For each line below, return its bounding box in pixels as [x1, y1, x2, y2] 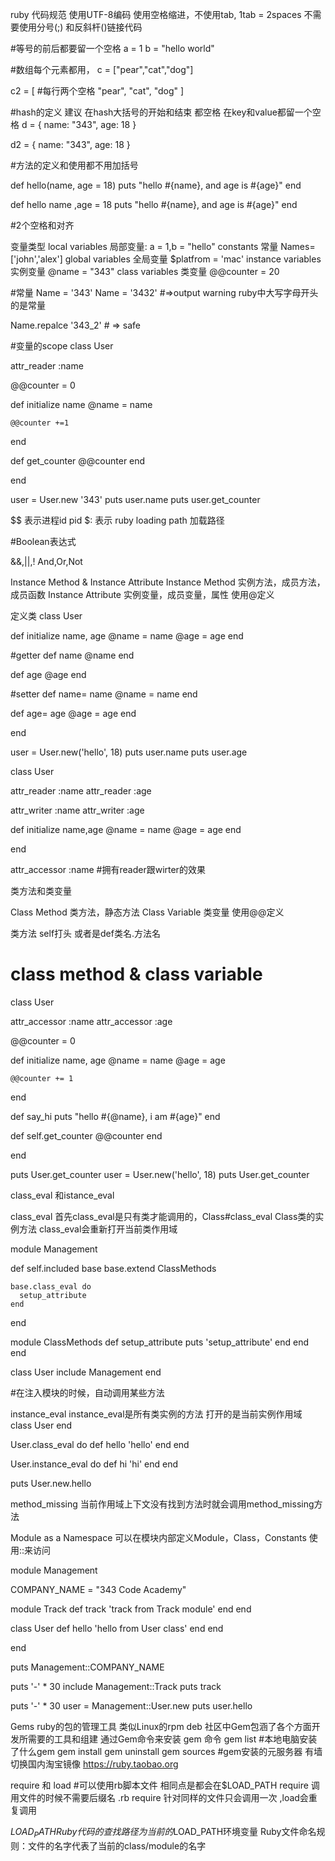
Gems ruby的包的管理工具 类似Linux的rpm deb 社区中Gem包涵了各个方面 [10, 1720, 312, 1732]
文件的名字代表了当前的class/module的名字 [27, 1839, 207, 1852]
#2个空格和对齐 [10, 219, 75, 231]
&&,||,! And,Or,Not [10, 556, 83, 567]
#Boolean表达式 [10, 536, 77, 547]
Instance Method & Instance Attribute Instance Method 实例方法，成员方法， [10, 576, 326, 588]
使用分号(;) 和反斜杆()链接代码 [18, 21, 143, 33]
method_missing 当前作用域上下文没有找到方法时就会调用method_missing [10, 1498, 315, 1510]
